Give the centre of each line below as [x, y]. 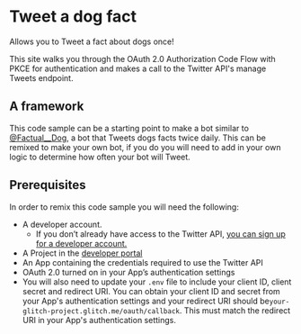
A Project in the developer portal [82, 253]
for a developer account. [81, 243]
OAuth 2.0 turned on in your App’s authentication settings [128, 272]
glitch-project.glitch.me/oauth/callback [101, 311]
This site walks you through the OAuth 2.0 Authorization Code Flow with [142, 59]
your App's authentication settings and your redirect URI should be [146, 301]
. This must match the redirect [235, 310]
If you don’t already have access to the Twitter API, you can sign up [160, 234]
